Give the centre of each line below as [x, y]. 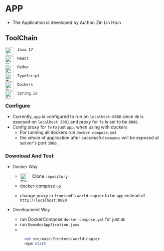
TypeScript [28, 76]
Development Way [31, 210]
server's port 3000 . [39, 143]
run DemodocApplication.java [50, 225]
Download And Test [29, 156]
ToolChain [21, 38]
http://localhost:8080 [43, 200]
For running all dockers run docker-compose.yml [68, 132]
